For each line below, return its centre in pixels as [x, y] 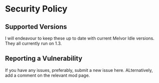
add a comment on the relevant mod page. [48, 75]
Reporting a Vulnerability [44, 59]
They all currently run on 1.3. [33, 43]
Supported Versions [36, 27]
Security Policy [36, 9]
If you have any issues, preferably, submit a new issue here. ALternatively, [79, 70]
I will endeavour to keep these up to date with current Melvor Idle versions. [80, 38]
